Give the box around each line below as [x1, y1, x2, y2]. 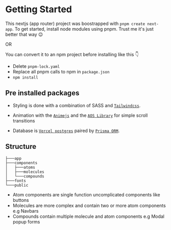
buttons [12, 197, 29, 203]
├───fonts [5, 178, 27, 183]
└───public [5, 183, 29, 188]
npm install [12, 75, 38, 80]
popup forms [12, 218, 40, 225]
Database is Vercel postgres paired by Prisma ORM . [12, 127, 120, 134]
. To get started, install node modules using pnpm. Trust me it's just [12, 25, 154, 32]
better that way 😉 [5, 31, 43, 37]
